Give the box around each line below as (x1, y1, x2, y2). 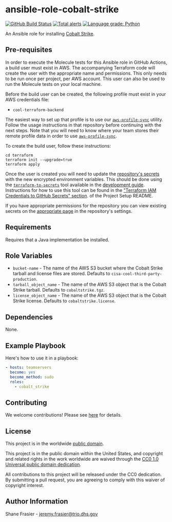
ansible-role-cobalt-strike (5, 4, 119, 15)
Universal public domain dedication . (5, 461, 81, 467)
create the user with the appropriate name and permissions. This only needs (5, 70, 167, 76)
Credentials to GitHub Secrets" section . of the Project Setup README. (5, 192, 153, 199)
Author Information (5, 497, 68, 506)
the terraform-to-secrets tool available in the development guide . (5, 182, 145, 188)
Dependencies (5, 313, 53, 321)
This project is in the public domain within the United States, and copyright (5, 451, 163, 456)
